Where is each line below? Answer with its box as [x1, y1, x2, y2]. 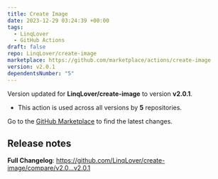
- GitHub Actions [13, 37, 65, 44]
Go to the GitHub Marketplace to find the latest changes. [7, 116, 173, 125]
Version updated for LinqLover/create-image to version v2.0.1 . [7, 89, 193, 98]
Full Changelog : [7, 156, 55, 165]
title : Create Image [7, 10, 69, 18]
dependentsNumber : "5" [7, 70, 75, 77]
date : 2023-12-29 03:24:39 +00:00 [7, 17, 110, 24]
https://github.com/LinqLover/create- [55, 156, 165, 165]
